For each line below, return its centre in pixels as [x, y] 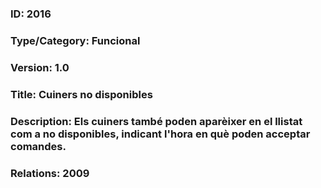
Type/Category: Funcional [75, 40]
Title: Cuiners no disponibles [81, 94]
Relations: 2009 [50, 173]
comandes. [38, 146]
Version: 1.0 [40, 67]
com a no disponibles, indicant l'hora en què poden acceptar [160, 134]
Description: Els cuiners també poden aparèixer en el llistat [156, 121]
